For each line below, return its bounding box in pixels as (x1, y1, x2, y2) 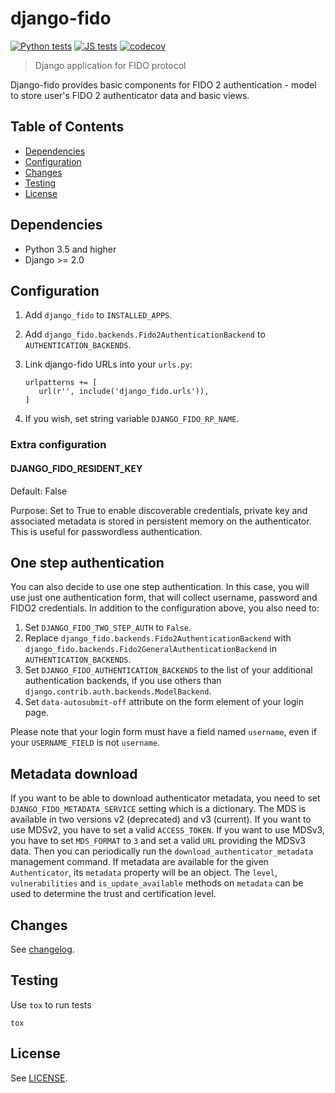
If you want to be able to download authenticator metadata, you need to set (10, 792, 321, 804)
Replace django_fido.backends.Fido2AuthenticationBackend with (24, 632, 292, 644)
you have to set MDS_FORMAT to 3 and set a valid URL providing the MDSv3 (10, 835, 306, 847)
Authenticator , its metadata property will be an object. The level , (10, 867, 278, 879)
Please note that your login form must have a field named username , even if (10, 726, 317, 738)
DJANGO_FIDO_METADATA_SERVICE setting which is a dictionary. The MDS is (10, 803, 307, 815)
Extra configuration (10, 438, 107, 452)
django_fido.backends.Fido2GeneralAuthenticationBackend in (24, 643, 277, 655)
